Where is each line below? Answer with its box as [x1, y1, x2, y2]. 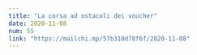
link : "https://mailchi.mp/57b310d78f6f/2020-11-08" [8, 34, 191, 43]
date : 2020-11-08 [8, 19, 67, 27]
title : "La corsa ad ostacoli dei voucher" [8, 11, 158, 20]
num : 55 [8, 27, 35, 35]
